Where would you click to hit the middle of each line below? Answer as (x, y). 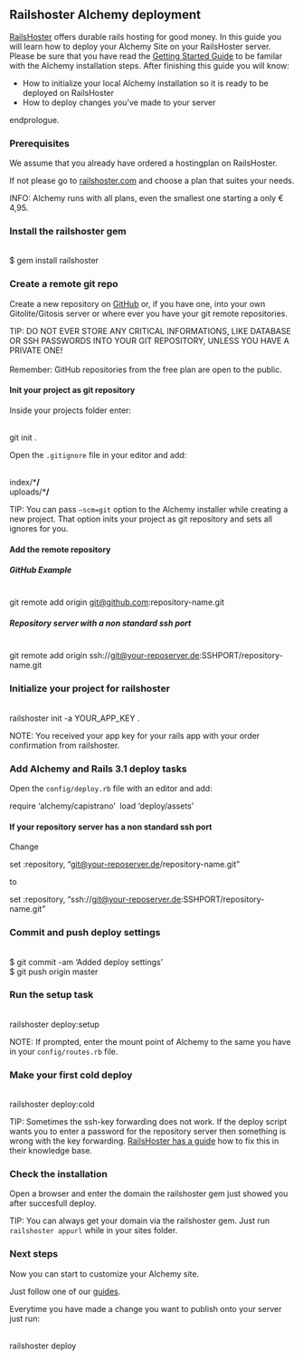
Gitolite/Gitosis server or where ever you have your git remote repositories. (148, 313)
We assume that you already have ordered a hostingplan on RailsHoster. (143, 163)
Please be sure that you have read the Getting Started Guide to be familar (146, 56)
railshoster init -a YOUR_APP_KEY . (75, 718)
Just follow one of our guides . (65, 1291)
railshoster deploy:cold (52, 1105)
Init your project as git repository (72, 390)
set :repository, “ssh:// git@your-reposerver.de (95, 899)
